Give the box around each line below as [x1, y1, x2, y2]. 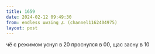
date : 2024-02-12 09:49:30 [6, 14, 72, 20]
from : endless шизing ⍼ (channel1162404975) [6, 19, 118, 25]
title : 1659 [6, 8, 35, 15]
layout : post [6, 25, 38, 31]
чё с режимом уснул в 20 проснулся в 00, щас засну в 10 [6, 41, 150, 48]
